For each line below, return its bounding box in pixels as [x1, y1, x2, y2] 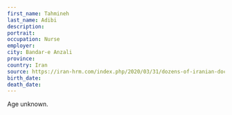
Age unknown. [7, 100, 48, 108]
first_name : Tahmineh [7, 10, 70, 17]
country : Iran [7, 62, 48, 69]
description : [7, 23, 45, 30]
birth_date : [7, 74, 41, 82]
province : [7, 55, 36, 62]
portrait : [7, 29, 36, 37]
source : [7, 68, 30, 75]
